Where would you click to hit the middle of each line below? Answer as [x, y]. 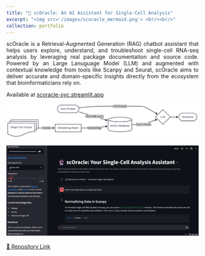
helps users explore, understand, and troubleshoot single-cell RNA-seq [103, 50]
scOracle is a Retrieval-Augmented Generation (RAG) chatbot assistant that [103, 44]
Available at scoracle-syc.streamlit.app [55, 95]
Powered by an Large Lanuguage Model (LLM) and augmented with [103, 64]
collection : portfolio [35, 26]
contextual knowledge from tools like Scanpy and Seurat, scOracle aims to [103, 70]
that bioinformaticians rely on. [44, 83]
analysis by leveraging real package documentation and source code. [103, 57]
